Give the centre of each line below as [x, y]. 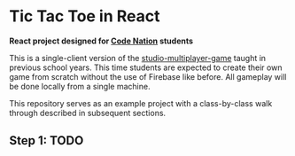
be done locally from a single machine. [80, 86]
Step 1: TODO [47, 140]
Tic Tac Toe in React [85, 16]
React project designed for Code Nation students [101, 41]
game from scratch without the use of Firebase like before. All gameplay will [148, 76]
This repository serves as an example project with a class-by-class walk [141, 103]
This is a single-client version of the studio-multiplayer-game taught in [138, 58]
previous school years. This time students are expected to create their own [146, 67]
